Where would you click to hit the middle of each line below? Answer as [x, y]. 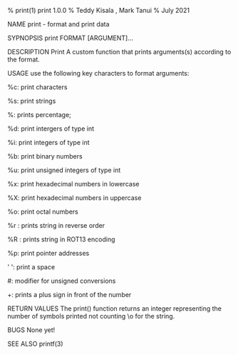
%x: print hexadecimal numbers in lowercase [73, 184]
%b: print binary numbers [45, 156]
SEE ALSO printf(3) [35, 344]
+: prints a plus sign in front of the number [69, 295]
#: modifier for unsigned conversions [62, 281]
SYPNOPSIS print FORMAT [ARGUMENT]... [71, 38]
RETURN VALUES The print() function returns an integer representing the [115, 309]
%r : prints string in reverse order [56, 225]
